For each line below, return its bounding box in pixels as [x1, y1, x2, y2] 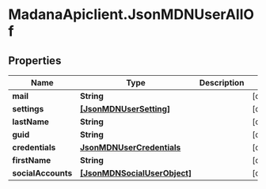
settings [12, 104, 44, 114]
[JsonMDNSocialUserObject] [80, 168, 192, 179]
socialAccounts [12, 168, 73, 179]
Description [199, 77, 245, 88]
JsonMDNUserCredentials [80, 142, 181, 153]
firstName [12, 155, 51, 165]
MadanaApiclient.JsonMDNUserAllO [8, 6, 255, 24]
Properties [8, 54, 62, 67]
